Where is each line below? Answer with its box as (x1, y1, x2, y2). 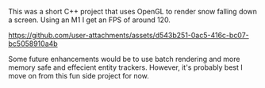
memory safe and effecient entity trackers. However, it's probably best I (8, 63, 244, 72)
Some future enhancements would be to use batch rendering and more (8, 55, 240, 63)
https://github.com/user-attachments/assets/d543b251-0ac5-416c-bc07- (8, 31, 250, 40)
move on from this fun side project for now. (8, 71, 149, 80)
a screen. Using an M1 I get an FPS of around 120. (8, 15, 171, 25)
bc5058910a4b (8, 39, 58, 48)
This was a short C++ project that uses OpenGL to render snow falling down (8, 7, 258, 16)
